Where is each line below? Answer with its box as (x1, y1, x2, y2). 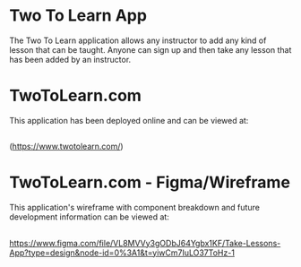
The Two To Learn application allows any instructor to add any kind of (9, 35, 267, 46)
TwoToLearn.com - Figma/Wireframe (9, 172, 291, 193)
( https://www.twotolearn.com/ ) (9, 141, 124, 152)
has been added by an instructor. (9, 54, 132, 65)
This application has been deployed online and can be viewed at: (9, 115, 249, 125)
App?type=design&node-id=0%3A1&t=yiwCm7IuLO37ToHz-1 (9, 247, 236, 258)
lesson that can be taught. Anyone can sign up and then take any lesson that (9, 44, 292, 55)
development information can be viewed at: (9, 211, 170, 222)
